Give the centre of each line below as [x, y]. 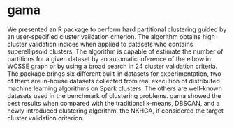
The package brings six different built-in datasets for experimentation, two [114, 73]
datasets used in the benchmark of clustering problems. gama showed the [114, 95]
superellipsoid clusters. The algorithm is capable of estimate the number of [115, 51]
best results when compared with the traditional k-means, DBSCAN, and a [114, 103]
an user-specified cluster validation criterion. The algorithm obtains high [111, 36]
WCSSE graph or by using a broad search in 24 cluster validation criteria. [112, 66]
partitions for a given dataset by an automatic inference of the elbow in [109, 58]
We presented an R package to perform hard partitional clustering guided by [117, 29]
